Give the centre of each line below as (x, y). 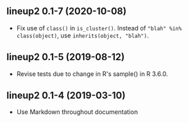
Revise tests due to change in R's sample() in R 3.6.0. (92, 74)
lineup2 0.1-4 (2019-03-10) (66, 96)
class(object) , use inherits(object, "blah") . (83, 35)
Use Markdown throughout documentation (77, 112)
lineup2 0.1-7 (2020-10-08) (66, 11)
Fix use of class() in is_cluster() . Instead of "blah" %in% (99, 28)
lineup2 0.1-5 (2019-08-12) (66, 57)
